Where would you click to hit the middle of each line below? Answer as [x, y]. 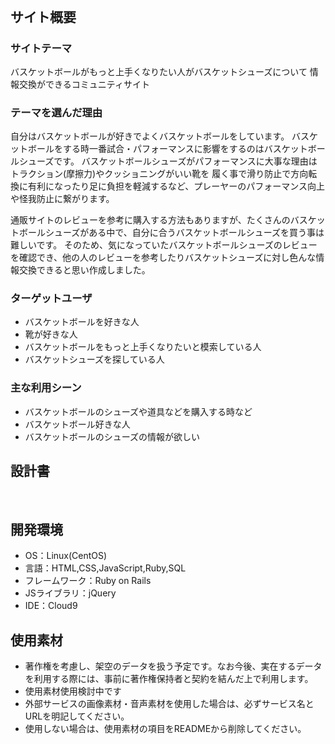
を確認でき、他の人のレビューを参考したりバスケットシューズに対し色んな [163, 258]
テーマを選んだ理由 [56, 112]
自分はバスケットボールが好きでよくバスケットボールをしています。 [150, 136]
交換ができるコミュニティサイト [84, 84]
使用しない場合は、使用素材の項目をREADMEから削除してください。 [165, 729]
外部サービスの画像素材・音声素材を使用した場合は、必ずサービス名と [169, 704]
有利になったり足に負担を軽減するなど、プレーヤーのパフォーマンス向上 [176, 186]
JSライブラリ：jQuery [70, 593]
